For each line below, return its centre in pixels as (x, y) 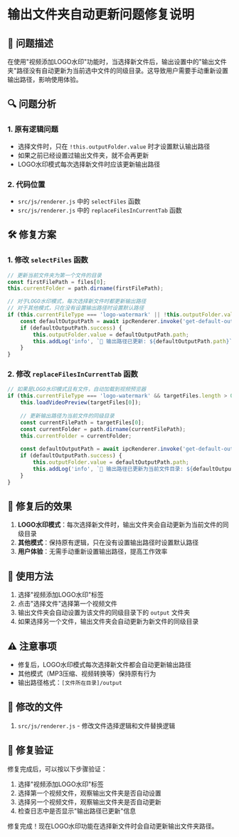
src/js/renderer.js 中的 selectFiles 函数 (79, 201)
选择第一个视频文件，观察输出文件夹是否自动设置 (89, 793)
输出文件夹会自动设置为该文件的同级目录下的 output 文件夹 (104, 613)
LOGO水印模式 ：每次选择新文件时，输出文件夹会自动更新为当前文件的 (120, 524)
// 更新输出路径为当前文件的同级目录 (68, 416)
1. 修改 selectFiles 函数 (48, 260)
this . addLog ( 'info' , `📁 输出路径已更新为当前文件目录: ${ (113, 469)
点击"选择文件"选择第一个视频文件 (67, 604)
